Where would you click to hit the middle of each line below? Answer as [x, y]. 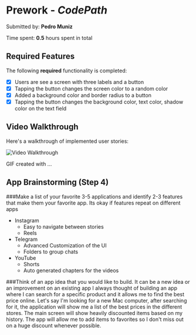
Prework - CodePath [57, 10]
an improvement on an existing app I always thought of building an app [92, 288]
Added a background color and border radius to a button [83, 95]
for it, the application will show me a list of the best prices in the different [94, 307]
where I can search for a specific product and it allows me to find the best [95, 294]
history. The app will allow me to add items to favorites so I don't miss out [95, 319]
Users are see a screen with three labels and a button [79, 82]
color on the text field [40, 108]
